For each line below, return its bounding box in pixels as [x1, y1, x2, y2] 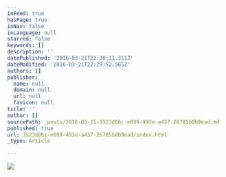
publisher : [7, 73, 38, 81]
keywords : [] [7, 42, 45, 49]
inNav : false [7, 23, 45, 29]
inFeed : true [7, 10, 45, 17]
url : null [13, 93, 41, 100]
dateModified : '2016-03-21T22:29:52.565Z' [7, 61, 131, 68]
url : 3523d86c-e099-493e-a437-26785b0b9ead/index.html [7, 131, 168, 138]
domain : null [13, 86, 51, 93]
